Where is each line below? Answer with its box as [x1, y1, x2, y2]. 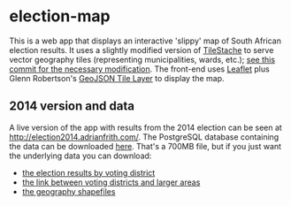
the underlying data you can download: [9, 150, 152, 161]
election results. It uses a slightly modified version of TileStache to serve [9, 44, 274, 55]
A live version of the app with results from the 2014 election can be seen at [9, 122, 283, 133]
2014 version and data [9, 99, 135, 114]
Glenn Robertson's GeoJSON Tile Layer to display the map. [9, 72, 225, 83]
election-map [9, 6, 111, 27]
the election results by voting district [21, 167, 156, 178]
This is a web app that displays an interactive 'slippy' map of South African [9, 35, 281, 46]
